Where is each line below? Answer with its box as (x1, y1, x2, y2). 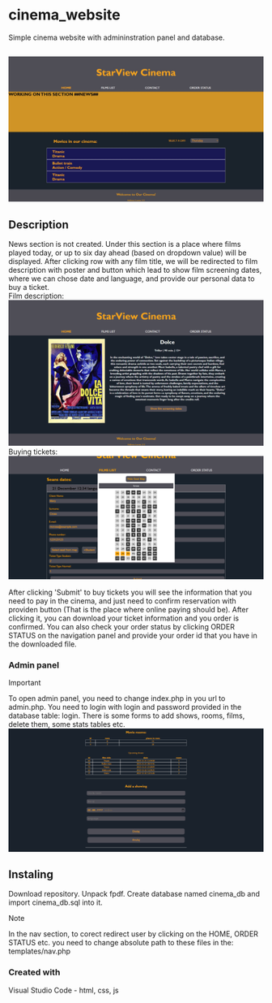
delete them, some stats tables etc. (8, 719, 125, 728)
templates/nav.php (8, 946, 71, 956)
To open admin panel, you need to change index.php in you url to (8, 693, 226, 703)
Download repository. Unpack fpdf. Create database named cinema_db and (8, 889, 261, 899)
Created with (8, 966, 61, 978)
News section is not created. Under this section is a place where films (8, 240, 241, 249)
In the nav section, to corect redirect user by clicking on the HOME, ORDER (8, 929, 259, 939)
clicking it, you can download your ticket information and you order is (8, 613, 240, 623)
